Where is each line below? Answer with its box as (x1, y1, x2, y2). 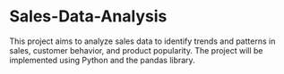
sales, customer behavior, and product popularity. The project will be (9, 45, 263, 55)
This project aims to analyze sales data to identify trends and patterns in (9, 36, 276, 46)
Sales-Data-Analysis (9, 6, 168, 27)
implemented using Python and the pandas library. (9, 54, 195, 65)
